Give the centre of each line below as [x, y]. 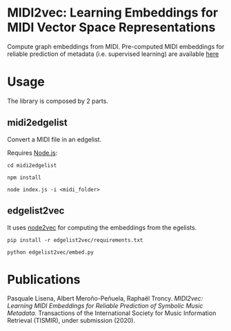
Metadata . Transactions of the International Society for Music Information [112, 313]
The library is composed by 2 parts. [58, 101]
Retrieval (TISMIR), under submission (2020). [71, 321]
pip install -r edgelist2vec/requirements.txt [75, 240]
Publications [44, 280]
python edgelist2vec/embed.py [51, 252]
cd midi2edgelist [32, 165]
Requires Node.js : [32, 153]
